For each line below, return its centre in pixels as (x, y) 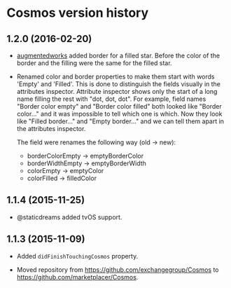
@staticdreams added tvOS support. (69, 217)
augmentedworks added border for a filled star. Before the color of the (118, 55)
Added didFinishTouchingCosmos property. (77, 256)
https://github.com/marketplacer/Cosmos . (77, 277)
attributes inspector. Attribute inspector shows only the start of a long (117, 91)
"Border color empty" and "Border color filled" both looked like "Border (119, 106)
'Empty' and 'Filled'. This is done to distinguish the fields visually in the (119, 84)
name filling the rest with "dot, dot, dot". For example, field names (111, 99)
